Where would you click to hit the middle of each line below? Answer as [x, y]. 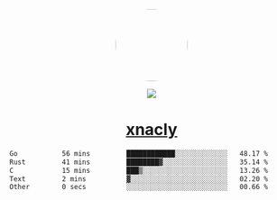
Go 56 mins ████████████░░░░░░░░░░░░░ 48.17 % [139, 153]
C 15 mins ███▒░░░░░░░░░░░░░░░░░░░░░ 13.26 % [139, 170]
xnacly [152, 130]
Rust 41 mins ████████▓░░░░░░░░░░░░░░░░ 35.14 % [139, 162]
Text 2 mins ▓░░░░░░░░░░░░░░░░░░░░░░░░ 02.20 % [139, 179]
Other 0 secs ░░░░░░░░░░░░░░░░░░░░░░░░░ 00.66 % [139, 187]
